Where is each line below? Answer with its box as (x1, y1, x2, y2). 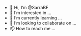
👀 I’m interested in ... (9, 10, 52, 16)
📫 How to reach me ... (9, 26, 55, 31)
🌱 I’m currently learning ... (9, 15, 62, 20)
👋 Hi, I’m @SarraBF (9, 5, 49, 10)
